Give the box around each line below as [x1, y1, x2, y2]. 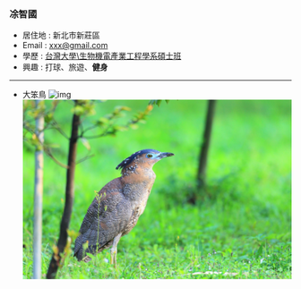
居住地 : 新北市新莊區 [21, 30, 100, 41]
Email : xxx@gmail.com [21, 40, 108, 51]
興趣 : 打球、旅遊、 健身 [21, 62, 108, 72]
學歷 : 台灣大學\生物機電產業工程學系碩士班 [21, 51, 182, 62]
